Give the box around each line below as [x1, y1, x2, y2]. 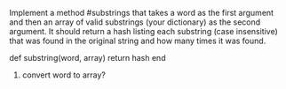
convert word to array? [21, 70, 107, 80]
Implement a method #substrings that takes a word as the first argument [9, 8, 274, 18]
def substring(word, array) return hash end [9, 53, 166, 63]
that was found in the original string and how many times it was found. [9, 35, 266, 46]
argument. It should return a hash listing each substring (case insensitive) [9, 26, 278, 36]
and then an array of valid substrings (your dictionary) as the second [9, 17, 261, 27]
